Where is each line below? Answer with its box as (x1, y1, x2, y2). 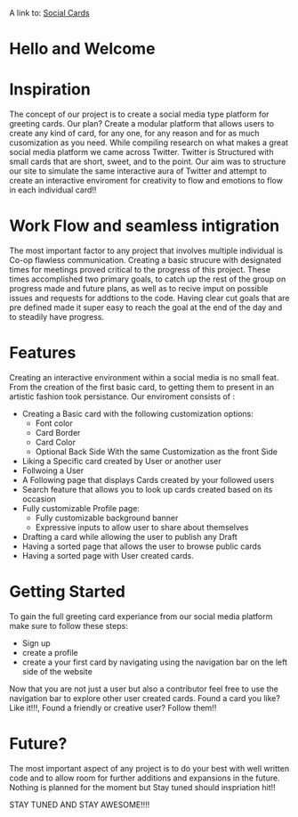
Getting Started (9, 582, 126, 602)
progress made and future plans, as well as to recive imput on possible (9, 283, 269, 294)
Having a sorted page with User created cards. (21, 551, 194, 560)
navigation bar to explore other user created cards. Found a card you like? (9, 692, 280, 703)
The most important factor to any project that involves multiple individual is (9, 245, 283, 257)
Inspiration (9, 79, 91, 100)
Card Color (35, 437, 76, 447)
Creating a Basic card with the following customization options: (21, 409, 254, 419)
